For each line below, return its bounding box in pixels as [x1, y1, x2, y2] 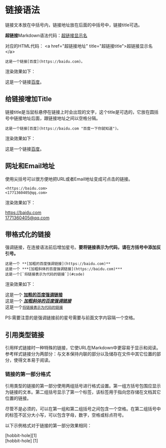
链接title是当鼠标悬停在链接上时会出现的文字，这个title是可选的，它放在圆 [5, 109, 155, 115]
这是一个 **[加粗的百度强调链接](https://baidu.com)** [5, 261, 111, 266]
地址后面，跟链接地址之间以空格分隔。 [22, 115, 100, 121]
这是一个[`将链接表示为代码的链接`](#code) [5, 272, 85, 277]
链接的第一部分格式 [5, 371, 51, 378]
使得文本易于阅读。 [13, 357, 53, 363]
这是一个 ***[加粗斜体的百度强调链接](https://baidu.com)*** [5, 266, 123, 272]
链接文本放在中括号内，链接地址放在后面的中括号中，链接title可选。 [5, 22, 143, 28]
